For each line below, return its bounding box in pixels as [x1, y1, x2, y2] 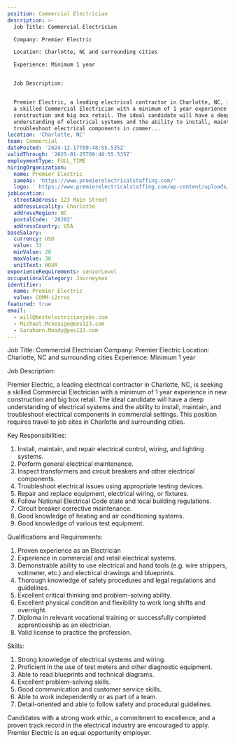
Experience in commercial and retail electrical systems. [17, 554, 177, 563]
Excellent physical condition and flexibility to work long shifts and [17, 598, 206, 607]
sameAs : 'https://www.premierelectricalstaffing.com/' [13, 177, 177, 184]
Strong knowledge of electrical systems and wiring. [17, 656, 166, 664]
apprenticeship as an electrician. [17, 621, 112, 629]
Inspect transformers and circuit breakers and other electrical [17, 467, 195, 476]
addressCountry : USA [13, 222, 73, 230]
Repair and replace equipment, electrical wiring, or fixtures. [17, 490, 189, 498]
